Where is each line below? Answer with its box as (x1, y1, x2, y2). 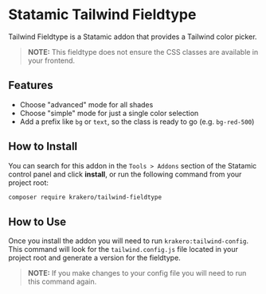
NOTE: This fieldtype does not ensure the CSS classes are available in (27, 47, 259, 56)
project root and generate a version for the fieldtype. (8, 253, 181, 263)
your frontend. (27, 56, 76, 65)
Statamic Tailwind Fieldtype (8, 6, 197, 24)
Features (8, 79, 53, 92)
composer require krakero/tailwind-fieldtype (8, 193, 162, 201)
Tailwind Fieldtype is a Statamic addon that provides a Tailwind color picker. (8, 32, 257, 41)
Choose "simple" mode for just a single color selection (19, 108, 199, 118)
